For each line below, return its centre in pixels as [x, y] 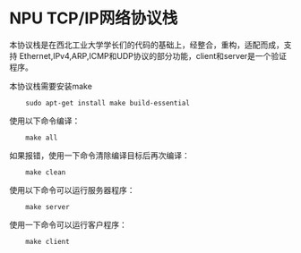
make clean [46, 172]
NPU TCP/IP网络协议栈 [94, 18]
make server [47, 207]
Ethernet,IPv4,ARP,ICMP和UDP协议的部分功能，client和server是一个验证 [153, 55]
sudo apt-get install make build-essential [108, 103]
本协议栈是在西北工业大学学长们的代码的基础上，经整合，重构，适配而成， [146, 45]
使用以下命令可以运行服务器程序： [72, 190]
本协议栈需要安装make [51, 86]
